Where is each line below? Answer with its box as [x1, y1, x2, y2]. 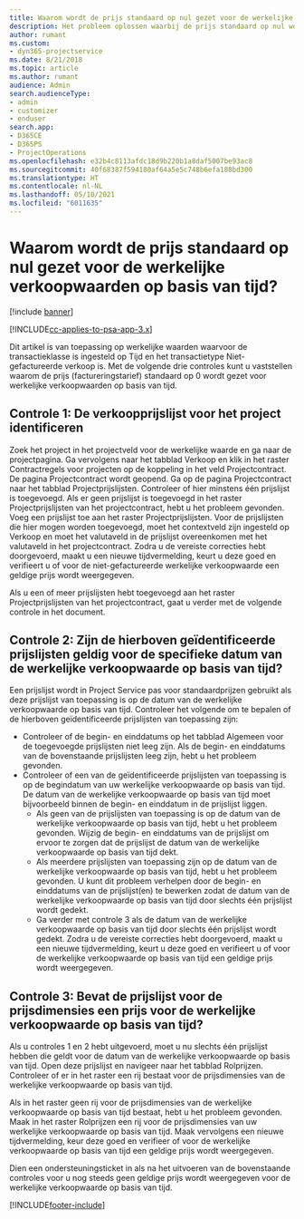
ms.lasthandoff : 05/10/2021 [9, 190, 116, 199]
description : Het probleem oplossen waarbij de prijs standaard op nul [9, 22, 285, 31]
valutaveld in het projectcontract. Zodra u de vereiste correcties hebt [9, 540, 266, 551]
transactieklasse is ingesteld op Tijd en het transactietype [9, 351, 224, 362]
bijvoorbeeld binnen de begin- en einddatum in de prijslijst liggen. [22, 798, 268, 809]
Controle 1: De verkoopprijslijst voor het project [9, 406, 281, 421]
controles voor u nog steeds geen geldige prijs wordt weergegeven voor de [9, 1173, 291, 1184]
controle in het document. [9, 606, 106, 617]
